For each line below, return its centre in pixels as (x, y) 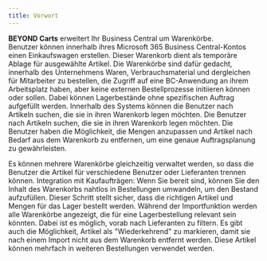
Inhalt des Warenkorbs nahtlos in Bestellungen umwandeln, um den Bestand (133, 189)
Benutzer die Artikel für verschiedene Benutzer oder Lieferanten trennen (127, 172)
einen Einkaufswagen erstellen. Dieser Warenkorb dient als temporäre (123, 55)
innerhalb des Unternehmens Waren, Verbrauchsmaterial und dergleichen (130, 72)
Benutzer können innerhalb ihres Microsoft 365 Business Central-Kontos (128, 47)
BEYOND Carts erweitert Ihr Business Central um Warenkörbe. (111, 38)
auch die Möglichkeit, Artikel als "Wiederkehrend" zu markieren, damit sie (130, 231)
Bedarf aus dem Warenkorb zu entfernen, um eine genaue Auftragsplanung (132, 139)
